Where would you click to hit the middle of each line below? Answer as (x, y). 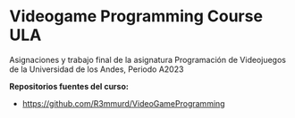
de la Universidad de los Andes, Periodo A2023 (97, 69)
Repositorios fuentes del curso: (69, 86)
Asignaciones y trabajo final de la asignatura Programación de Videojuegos (147, 59)
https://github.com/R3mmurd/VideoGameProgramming (123, 103)
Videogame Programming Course (136, 16)
